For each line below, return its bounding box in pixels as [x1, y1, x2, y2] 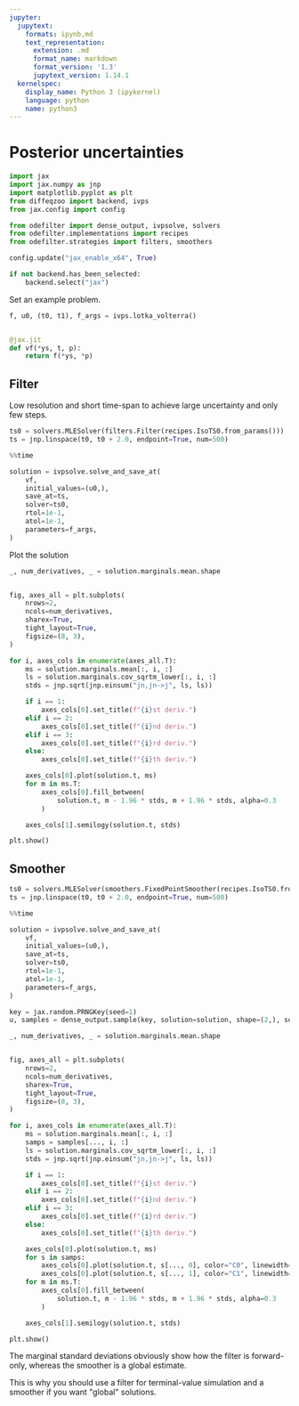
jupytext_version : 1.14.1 [32, 71, 129, 80]
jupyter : [9, 12, 42, 22]
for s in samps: [25, 1253, 86, 1262]
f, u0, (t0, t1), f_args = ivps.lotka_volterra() [9, 311, 198, 321]
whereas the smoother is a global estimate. [28, 1360, 187, 1371]
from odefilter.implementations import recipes [9, 229, 190, 239]
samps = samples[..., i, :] [25, 1138, 129, 1147]
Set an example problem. [9, 294, 101, 305]
